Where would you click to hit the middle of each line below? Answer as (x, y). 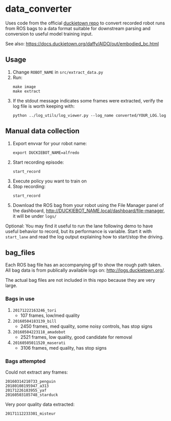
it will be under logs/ (35, 216)
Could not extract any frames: (36, 372)
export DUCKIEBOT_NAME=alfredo (46, 153)
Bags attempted (26, 361)
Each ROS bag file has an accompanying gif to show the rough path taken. (83, 265)
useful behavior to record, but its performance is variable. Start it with (79, 231)
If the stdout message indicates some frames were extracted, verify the (88, 100)
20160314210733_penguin (31, 381)
